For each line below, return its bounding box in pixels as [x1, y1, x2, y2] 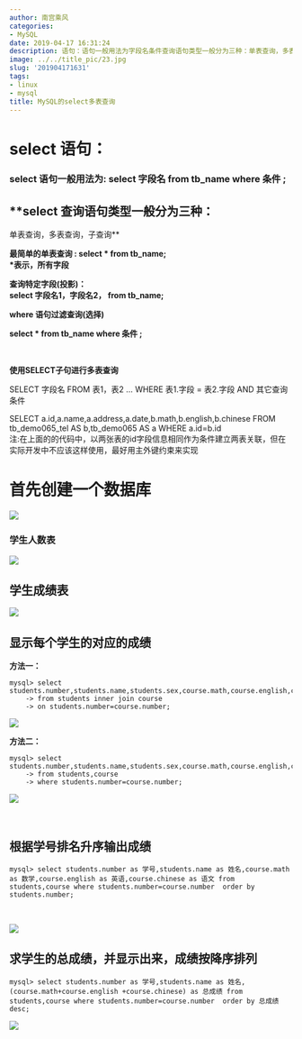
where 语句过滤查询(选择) [9, 309, 105, 320]
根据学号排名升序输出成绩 [9, 839, 151, 854]
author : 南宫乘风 [9, 13, 69, 23]
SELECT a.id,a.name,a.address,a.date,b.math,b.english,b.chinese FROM [9, 414, 276, 424]
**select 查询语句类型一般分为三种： [9, 204, 214, 219]
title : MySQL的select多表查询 [9, 96, 116, 106]
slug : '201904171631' [9, 64, 91, 73]
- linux [9, 80, 39, 89]
